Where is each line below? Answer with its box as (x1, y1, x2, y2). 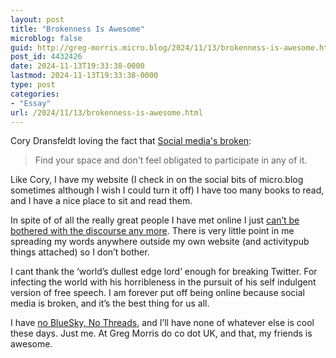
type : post (10, 80, 56, 90)
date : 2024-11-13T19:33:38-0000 (10, 61, 145, 71)
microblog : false (10, 33, 83, 43)
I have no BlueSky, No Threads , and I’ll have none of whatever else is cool (10, 317, 315, 329)
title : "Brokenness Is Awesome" (10, 24, 145, 34)
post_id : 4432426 (10, 52, 83, 62)
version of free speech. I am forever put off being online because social (10, 287, 305, 299)
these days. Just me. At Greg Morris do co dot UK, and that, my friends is (10, 327, 313, 340)
